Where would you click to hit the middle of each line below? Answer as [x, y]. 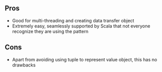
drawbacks [24, 65]
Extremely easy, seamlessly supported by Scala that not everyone [81, 26]
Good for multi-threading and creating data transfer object [73, 20]
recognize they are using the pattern [50, 31]
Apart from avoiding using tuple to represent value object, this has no [85, 59]
